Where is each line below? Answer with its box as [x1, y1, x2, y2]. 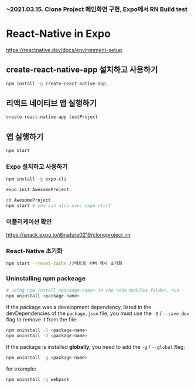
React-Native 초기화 [6, 247, 63, 255]
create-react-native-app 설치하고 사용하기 [6, 65, 158, 75]
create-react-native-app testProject [6, 114, 98, 120]
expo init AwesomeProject [6, 187, 69, 193]
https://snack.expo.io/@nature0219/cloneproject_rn [6, 231, 131, 238]
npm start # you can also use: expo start [6, 203, 111, 209]
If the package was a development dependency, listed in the [6, 304, 152, 311]
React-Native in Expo [6, 27, 111, 40]
